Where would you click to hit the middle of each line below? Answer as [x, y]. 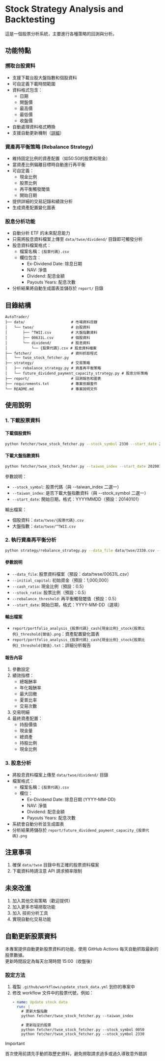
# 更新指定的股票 [36, 1025]
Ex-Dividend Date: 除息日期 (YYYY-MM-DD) [71, 799]
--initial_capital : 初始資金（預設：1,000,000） [62, 580]
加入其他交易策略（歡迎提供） [42, 901]
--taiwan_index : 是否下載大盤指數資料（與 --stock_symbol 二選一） [80, 493]
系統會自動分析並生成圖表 [38, 824]
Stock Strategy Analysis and [64, 9]
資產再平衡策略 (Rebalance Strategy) [49, 147]
